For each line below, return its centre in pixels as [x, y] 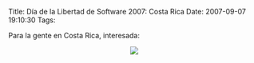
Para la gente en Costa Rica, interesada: [74, 35]
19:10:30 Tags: [32, 20]
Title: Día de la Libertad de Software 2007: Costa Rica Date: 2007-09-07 [127, 12]
